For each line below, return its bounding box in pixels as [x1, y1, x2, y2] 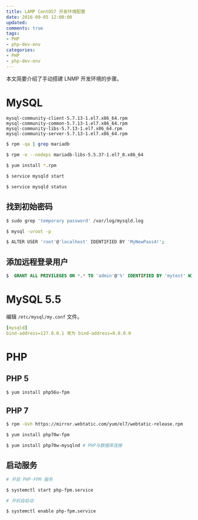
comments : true [6, 25, 44, 31]
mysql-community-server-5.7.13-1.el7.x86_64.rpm [6, 131, 128, 137]
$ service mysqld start [6, 174, 65, 179]
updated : [6, 19, 28, 25]
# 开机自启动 [6, 498, 34, 503]
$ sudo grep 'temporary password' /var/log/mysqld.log [6, 218, 144, 224]
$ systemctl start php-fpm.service [6, 487, 94, 493]
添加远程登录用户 [6, 257, 68, 267]
